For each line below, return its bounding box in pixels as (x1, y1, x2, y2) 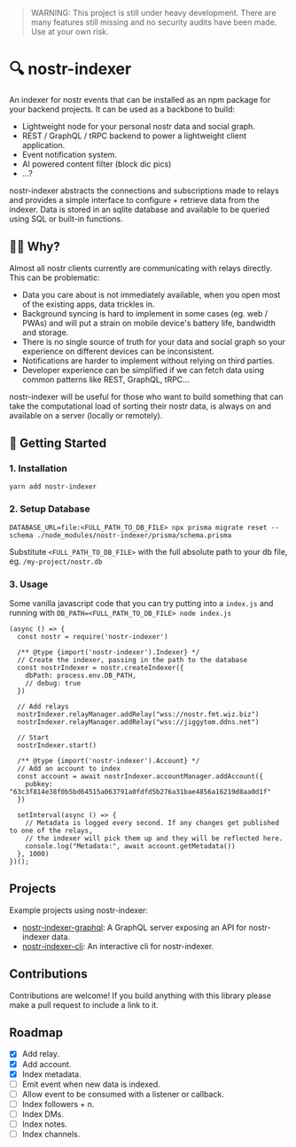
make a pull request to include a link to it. (9, 999, 160, 1010)
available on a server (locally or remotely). (9, 410, 163, 420)
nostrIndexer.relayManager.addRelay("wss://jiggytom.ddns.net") (17, 718, 260, 727)
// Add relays (17, 702, 69, 712)
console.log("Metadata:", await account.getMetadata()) (25, 842, 237, 851)
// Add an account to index (17, 764, 121, 774)
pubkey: (25, 780, 53, 789)
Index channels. (21, 1128, 81, 1139)
